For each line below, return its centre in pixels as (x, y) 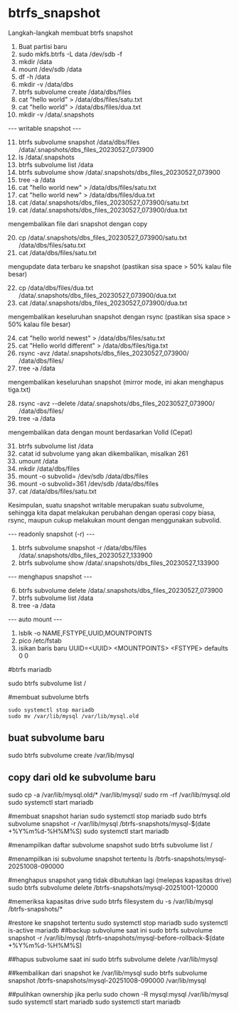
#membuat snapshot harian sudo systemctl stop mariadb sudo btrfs (107, 816)
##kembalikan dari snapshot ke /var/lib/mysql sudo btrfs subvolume (108, 972)
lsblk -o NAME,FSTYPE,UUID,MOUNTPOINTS (85, 633)
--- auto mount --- (35, 619)
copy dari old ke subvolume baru (82, 777)
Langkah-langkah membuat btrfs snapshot (71, 33)
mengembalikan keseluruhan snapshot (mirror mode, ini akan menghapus (116, 382)
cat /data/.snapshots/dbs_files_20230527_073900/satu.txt (103, 202)
